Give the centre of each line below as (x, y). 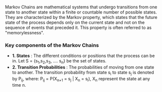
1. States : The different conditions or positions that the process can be (83, 56)
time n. (19, 85)
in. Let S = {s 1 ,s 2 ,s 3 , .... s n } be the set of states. (59, 61)
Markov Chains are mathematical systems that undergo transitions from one (81, 7)
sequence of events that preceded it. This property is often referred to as (78, 28)
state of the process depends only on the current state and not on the (75, 22)
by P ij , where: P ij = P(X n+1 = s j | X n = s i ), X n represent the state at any (81, 79)
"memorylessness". (25, 33)
